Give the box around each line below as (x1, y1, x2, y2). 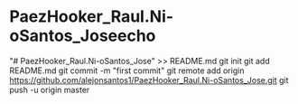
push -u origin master (9, 84, 90, 95)
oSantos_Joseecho (9, 25, 156, 46)
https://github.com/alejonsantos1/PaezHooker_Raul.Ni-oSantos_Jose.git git (9, 74, 289, 85)
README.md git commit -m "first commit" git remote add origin (9, 65, 245, 76)
